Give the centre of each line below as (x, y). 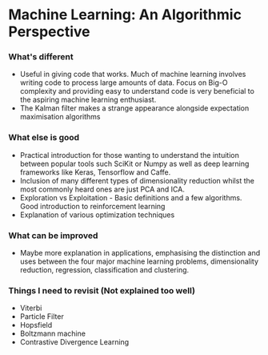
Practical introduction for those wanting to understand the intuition (130, 155)
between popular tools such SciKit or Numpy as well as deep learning (134, 163)
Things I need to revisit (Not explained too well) (102, 290)
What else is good (44, 138)
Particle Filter (42, 317)
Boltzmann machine (53, 333)
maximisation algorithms (60, 117)
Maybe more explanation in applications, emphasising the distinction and (140, 253)
